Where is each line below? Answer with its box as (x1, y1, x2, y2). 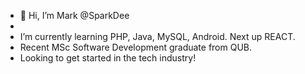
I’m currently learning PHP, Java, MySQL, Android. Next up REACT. (19, 31, 296, 42)
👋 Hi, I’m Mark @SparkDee (19, 10, 130, 21)
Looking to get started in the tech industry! (19, 52, 197, 64)
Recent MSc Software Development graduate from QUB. (19, 41, 253, 53)
